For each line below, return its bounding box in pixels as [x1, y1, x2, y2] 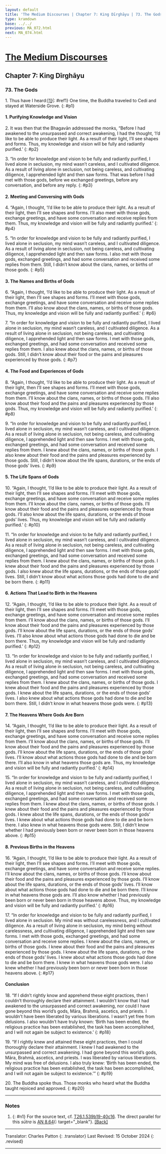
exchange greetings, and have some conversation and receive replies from [5, 215, 158, 221]
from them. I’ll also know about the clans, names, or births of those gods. [5, 305, 154, 311]
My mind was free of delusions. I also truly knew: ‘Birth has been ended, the [5, 1060, 160, 1066]
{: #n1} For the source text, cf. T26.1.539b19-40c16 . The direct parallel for [12, 1114, 161, 1119]
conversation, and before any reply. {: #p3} [5, 182, 93, 188]
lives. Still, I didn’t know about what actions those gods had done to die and [5, 573, 159, 579]
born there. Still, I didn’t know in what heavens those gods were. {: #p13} [5, 700, 153, 707]
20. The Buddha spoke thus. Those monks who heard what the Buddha [5, 1080, 150, 1086]
